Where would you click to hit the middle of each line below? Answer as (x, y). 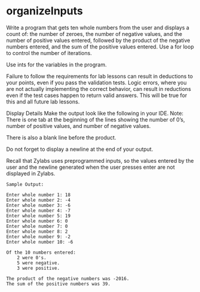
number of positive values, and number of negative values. (79, 126)
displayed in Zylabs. (31, 173)
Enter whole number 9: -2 (38, 237)
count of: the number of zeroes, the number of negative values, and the (94, 34)
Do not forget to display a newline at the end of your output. (80, 149)
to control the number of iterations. (49, 53)
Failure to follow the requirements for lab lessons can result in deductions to (99, 76)
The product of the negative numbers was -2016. (68, 279)
